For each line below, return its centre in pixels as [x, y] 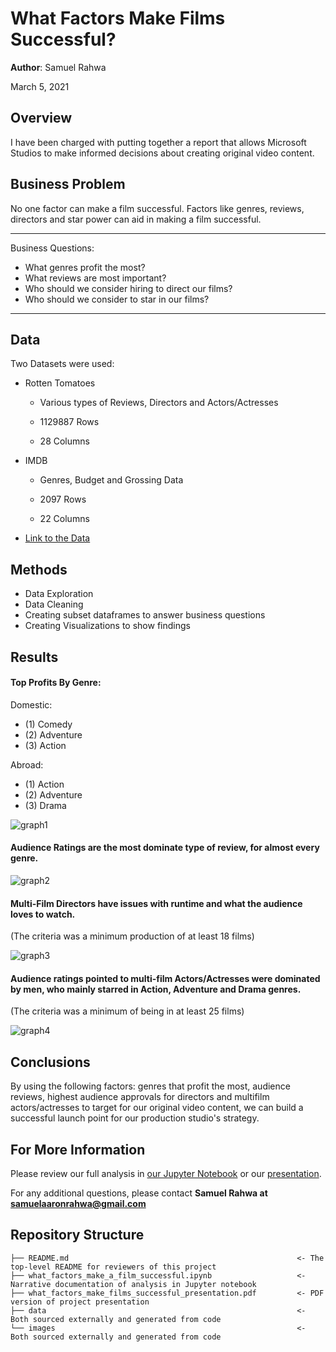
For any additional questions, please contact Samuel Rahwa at [139, 1193]
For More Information [78, 1149]
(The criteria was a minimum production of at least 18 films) [132, 936]
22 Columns [64, 519]
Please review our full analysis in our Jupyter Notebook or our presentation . [166, 1174]
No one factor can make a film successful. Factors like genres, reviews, [157, 208]
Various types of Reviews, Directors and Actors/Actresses [159, 403]
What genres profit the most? [85, 267]
